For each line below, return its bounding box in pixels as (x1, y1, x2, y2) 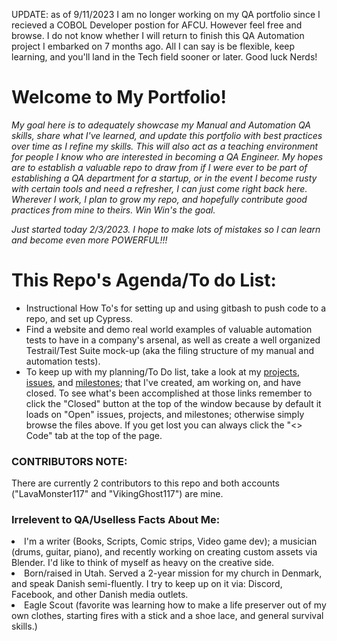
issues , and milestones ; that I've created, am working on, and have (25, 376, 302, 388)
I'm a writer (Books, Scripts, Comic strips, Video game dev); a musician (24, 535, 318, 548)
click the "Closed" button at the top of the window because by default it (25, 397, 322, 409)
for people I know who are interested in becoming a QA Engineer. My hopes (11, 150, 324, 163)
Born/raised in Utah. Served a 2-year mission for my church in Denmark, (24, 567, 323, 579)
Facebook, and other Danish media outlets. (11, 589, 189, 601)
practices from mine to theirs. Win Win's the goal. (11, 204, 216, 216)
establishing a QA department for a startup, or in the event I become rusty (11, 172, 318, 184)
